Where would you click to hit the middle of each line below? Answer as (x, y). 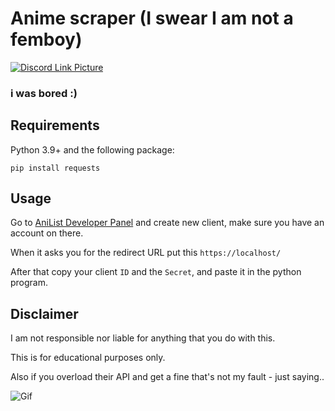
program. (29, 283)
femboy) (46, 39)
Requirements (55, 125)
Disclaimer (44, 313)
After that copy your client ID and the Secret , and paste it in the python (156, 272)
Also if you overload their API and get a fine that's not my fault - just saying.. (167, 377)
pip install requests (55, 168)
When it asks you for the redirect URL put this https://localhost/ (146, 253)
